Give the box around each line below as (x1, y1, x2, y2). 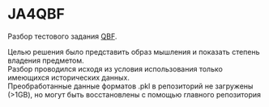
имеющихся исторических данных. (7, 72, 130, 82)
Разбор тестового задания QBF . (7, 31, 117, 41)
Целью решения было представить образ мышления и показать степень (7, 47, 260, 56)
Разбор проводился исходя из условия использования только (7, 64, 224, 73)
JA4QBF (7, 5, 66, 23)
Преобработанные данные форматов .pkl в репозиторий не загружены (7, 81, 254, 91)
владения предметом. (7, 56, 84, 65)
